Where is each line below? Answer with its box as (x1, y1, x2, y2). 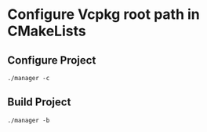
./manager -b (7, 116, 50, 124)
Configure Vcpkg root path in (7, 5, 201, 24)
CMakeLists (7, 22, 87, 40)
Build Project (7, 96, 71, 109)
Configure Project (7, 53, 96, 67)
